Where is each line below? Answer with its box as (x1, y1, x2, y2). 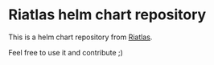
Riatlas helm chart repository (8, 6, 207, 24)
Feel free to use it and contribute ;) (8, 47, 123, 57)
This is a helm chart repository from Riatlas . (8, 32, 153, 42)
